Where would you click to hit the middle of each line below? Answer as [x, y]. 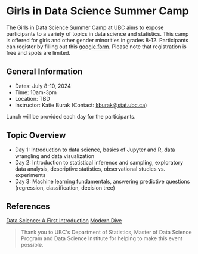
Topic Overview [36, 135]
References [28, 206]
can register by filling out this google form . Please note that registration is [96, 47]
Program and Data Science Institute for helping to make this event [102, 238]
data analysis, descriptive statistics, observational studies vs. [90, 169]
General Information [44, 72]
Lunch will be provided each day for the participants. [71, 116]
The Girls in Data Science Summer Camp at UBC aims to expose [85, 27]
